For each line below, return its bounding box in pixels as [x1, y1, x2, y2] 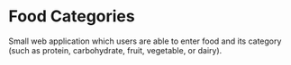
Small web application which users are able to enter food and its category [8, 36, 282, 46]
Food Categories [8, 6, 136, 27]
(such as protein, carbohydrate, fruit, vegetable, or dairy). [8, 45, 223, 55]
